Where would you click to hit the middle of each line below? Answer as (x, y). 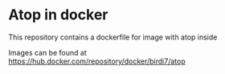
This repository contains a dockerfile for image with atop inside (113, 37)
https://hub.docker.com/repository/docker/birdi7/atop (97, 61)
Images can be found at (47, 52)
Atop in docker (58, 15)
